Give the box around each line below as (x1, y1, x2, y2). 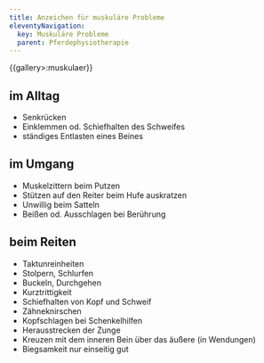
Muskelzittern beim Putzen (21, 180, 121, 191)
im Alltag (9, 88, 60, 103)
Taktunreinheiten (21, 258, 84, 268)
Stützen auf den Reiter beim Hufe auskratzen (21, 189, 188, 201)
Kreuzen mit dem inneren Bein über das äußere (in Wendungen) (21, 334, 256, 344)
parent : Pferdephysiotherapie (17, 37, 129, 47)
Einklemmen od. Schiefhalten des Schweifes (21, 121, 185, 132)
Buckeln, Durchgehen (21, 277, 102, 288)
